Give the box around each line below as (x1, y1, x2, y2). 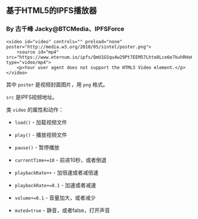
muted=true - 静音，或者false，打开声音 (14, 207, 110, 214)
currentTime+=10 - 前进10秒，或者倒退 (14, 156, 107, 163)
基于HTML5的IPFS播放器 (6, 5, 97, 16)
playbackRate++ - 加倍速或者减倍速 (14, 169, 99, 176)
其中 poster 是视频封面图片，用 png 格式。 (6, 80, 108, 88)
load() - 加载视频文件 (14, 118, 68, 125)
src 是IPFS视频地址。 (6, 94, 58, 101)
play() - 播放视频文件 (14, 131, 68, 138)
